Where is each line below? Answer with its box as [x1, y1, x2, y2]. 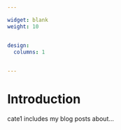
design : [7, 41, 30, 49]
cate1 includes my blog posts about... [7, 115, 114, 123]
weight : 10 [7, 22, 39, 30]
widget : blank [7, 16, 49, 23]
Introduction [7, 91, 81, 108]
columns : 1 [13, 48, 45, 56]
